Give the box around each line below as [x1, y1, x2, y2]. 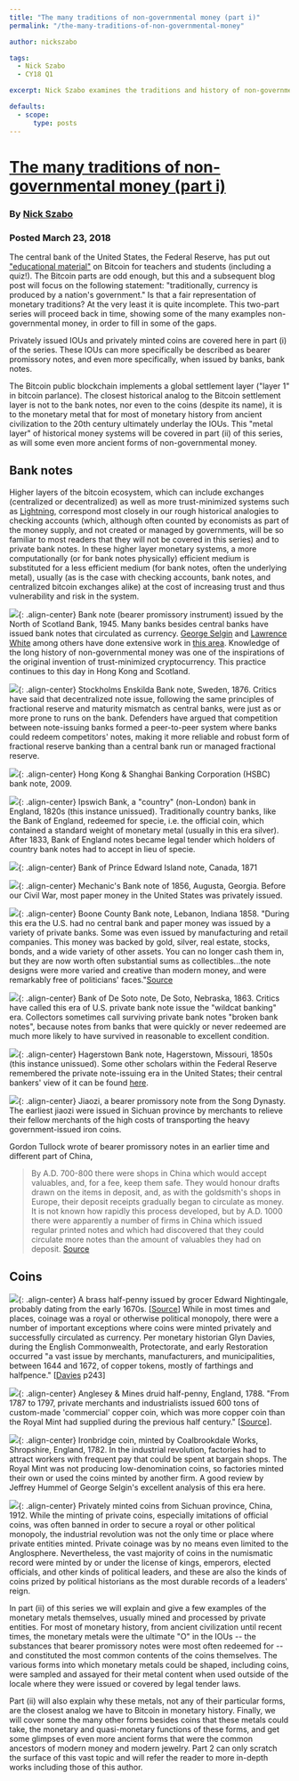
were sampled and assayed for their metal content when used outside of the [9, 1669, 289, 1680]
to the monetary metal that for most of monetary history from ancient [9, 408, 263, 419]
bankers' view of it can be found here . [9, 1077, 149, 1088]
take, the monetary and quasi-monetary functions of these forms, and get [9, 1723, 280, 1735]
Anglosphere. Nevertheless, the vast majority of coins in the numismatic [9, 1547, 273, 1558]
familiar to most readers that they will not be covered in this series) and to [9, 534, 279, 544]
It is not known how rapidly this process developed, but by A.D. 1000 [30, 1205, 283, 1216]
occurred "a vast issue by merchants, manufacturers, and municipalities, [9, 1350, 276, 1361]
